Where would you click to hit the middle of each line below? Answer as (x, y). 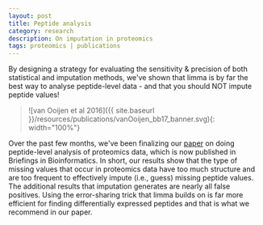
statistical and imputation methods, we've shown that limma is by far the (128, 78)
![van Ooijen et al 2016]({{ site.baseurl (91, 111)
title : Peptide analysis (50, 23)
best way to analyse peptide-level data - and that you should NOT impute (130, 87)
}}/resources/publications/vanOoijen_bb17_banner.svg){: (121, 119)
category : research (41, 31)
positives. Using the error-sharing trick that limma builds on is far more (126, 195)
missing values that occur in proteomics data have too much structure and (132, 169)
